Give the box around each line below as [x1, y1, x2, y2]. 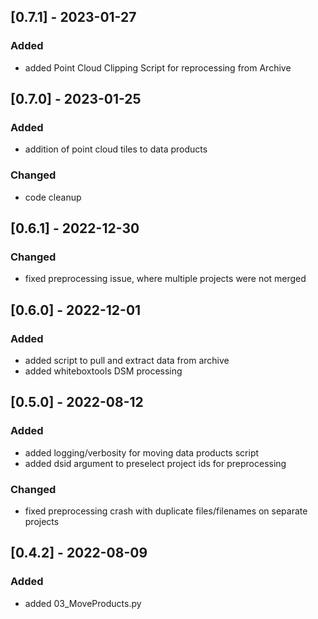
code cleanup [24, 191, 82, 203]
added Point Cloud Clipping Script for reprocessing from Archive [24, 61, 292, 74]
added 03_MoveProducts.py [24, 597, 142, 609]
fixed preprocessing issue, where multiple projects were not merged [24, 273, 307, 285]
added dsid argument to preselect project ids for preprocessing [24, 457, 287, 469]
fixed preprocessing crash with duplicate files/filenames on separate [24, 505, 308, 517]
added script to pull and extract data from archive [24, 355, 230, 367]
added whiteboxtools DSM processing [24, 365, 183, 377]
